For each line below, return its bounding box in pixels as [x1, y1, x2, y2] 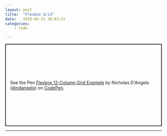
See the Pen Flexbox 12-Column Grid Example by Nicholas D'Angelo [10, 79, 150, 85]
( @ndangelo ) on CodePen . [10, 85, 65, 91]
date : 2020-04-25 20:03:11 [5, 16, 66, 21]
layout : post [5, 7, 32, 12]
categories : [5, 21, 30, 26]
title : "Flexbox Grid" [5, 12, 55, 17]
